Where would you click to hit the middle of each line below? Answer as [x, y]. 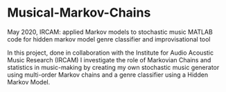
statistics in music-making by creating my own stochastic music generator [113, 67]
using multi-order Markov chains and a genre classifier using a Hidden [108, 75]
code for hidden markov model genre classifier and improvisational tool [109, 39]
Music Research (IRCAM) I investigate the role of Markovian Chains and [109, 59]
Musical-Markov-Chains [79, 13]
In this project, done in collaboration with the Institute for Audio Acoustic [110, 53]
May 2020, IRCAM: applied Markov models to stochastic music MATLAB [110, 32]
